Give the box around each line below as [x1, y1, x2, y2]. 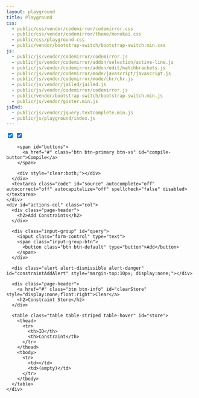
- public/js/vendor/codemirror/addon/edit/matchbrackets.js [11, 64, 166, 71]
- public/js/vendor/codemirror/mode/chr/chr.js [11, 76, 134, 82]
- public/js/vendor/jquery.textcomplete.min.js [11, 110, 134, 116]
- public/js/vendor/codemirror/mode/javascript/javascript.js [11, 70, 171, 76]
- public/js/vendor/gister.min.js [11, 98, 98, 104]
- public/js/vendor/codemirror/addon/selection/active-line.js [11, 59, 174, 65]
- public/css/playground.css [11, 37, 85, 43]
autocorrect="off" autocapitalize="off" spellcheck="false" [6, 186, 161, 193]
